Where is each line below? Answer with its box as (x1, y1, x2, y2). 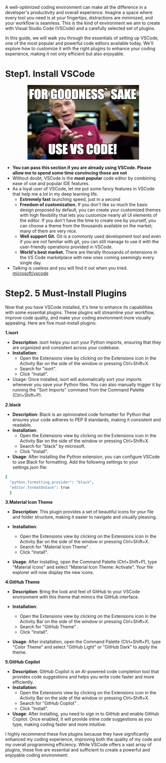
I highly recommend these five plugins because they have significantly (5, 731, 149, 737)
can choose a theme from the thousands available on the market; (19, 222, 153, 228)
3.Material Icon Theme (5, 499, 53, 505)
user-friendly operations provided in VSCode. (19, 244, 113, 250)
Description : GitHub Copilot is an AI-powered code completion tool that (12, 668, 160, 674)
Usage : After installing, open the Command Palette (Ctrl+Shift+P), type (12, 559, 157, 565)
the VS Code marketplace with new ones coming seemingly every (19, 254, 155, 260)
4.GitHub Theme (5, 579, 40, 585)
